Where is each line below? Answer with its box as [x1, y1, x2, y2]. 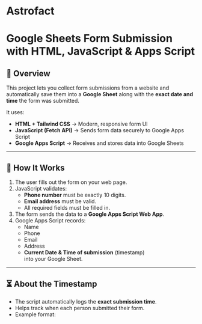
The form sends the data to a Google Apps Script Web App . [14, 210, 165, 218]
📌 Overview [6, 68, 50, 79]
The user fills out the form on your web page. [14, 179, 127, 186]
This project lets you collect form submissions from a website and [6, 84, 170, 91]
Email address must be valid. [23, 198, 97, 205]
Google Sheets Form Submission [6, 32, 173, 46]
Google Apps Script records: [14, 217, 86, 224]
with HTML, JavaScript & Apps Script [6, 44, 195, 58]
